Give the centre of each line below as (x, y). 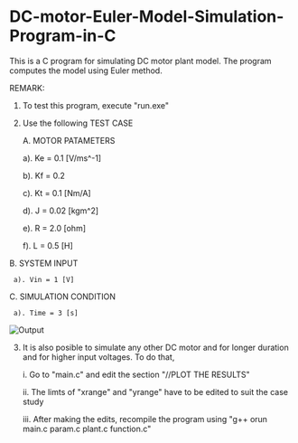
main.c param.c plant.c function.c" (87, 429)
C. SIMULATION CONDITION (62, 297)
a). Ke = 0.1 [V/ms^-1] (62, 158)
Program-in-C (63, 36)
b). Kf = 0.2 (44, 175)
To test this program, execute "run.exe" (96, 105)
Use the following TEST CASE (78, 123)
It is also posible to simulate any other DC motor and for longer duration (155, 347)
